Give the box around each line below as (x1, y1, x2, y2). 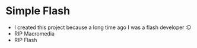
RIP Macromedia (14, 30, 55, 37)
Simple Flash (5, 4, 71, 18)
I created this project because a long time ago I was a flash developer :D (14, 24, 191, 31)
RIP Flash (14, 36, 37, 43)
